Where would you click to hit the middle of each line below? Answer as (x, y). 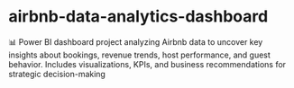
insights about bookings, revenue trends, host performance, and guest (140, 55)
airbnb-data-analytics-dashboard (138, 17)
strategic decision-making (57, 74)
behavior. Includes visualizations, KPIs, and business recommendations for (147, 64)
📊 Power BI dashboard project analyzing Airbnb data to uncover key (136, 41)
